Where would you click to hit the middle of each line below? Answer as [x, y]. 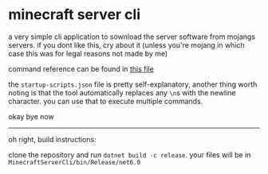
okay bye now [31, 116]
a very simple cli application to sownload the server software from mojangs [132, 37]
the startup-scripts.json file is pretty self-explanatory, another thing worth [133, 84]
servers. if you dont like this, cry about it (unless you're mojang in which [126, 44]
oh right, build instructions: [53, 139]
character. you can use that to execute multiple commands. [106, 101]
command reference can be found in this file [81, 68]
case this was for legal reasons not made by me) [88, 53]
